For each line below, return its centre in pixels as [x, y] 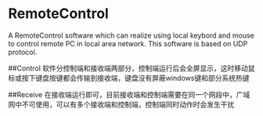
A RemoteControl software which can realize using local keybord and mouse [131, 35]
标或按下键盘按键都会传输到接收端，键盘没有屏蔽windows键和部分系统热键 [129, 78]
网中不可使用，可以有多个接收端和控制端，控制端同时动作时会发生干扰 [121, 104]
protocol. [23, 52]
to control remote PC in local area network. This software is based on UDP [128, 43]
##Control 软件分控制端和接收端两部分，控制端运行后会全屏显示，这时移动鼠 [131, 68]
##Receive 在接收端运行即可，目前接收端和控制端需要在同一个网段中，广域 [129, 94]
